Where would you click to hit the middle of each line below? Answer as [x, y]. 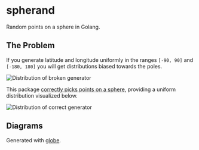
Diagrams [25, 126]
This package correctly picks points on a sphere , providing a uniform [91, 89]
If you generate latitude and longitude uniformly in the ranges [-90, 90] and [100, 60]
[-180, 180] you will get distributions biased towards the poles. [84, 66]
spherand [30, 10]
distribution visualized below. [42, 95]
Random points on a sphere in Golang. [53, 27]
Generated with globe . [34, 140]
